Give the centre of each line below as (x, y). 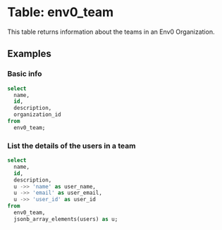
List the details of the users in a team (72, 146)
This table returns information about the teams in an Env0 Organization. (111, 32)
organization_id (37, 115)
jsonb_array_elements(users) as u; (66, 219)
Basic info (25, 74)
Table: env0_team (61, 12)
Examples (29, 54)
